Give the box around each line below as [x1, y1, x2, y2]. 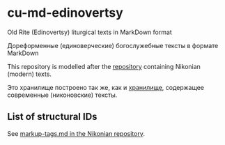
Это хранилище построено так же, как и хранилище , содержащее [7, 83, 204, 91]
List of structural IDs [7, 111, 98, 123]
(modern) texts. [7, 70, 52, 78]
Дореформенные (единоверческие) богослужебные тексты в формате [7, 41, 219, 49]
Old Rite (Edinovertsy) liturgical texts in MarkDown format [7, 28, 172, 36]
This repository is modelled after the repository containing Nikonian [7, 62, 201, 70]
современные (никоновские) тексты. [7, 91, 118, 99]
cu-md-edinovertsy [7, 5, 123, 21]
